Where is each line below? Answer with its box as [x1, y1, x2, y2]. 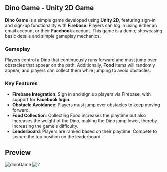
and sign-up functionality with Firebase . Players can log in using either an [5, 22, 157, 28]
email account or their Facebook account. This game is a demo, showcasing [5, 27, 163, 34]
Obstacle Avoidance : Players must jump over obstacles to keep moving [12, 102, 161, 108]
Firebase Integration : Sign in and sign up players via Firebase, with [12, 91, 151, 97]
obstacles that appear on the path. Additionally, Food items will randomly [5, 62, 155, 68]
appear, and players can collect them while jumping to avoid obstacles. [5, 67, 151, 74]
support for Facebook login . [12, 97, 71, 103]
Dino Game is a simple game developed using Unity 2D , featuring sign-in [5, 17, 156, 23]
